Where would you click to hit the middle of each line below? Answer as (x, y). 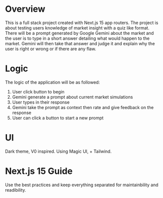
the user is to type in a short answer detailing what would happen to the (78, 38)
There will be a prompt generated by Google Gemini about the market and (80, 33)
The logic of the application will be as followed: (53, 82)
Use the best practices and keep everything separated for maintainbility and (82, 185)
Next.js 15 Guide (39, 171)
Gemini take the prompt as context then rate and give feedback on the (83, 107)
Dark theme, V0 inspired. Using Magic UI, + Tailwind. (58, 151)
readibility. (16, 190)
